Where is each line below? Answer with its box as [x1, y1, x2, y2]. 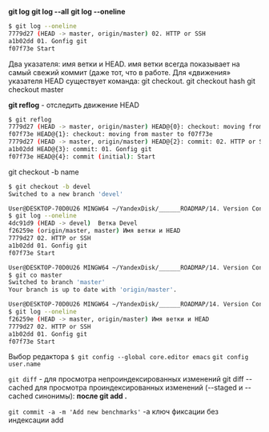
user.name [8, 360, 42, 369]
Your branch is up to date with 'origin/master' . [8, 286, 178, 294]
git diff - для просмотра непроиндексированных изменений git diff [8, 374, 244, 384]
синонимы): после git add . [34, 391, 127, 401]
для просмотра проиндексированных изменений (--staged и [34, 383, 243, 393]
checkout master [8, 84, 64, 94]
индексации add [8, 415, 64, 425]
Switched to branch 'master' [8, 278, 106, 286]
